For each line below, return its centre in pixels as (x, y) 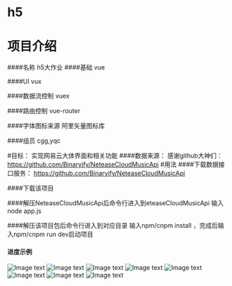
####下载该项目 (31, 188)
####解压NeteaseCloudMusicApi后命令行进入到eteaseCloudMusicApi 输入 (116, 203)
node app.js (25, 211)
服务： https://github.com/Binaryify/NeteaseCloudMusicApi (99, 174)
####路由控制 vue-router (44, 111)
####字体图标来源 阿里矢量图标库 (56, 126)
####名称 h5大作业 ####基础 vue (56, 67)
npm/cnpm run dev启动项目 (53, 234)
